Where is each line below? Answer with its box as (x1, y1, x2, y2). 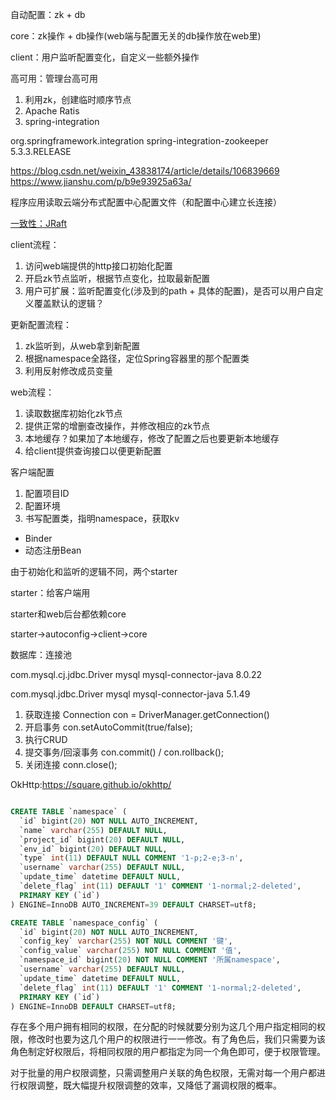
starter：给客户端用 (10, 587, 91, 598)
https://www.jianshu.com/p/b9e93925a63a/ (10, 176, 192, 187)
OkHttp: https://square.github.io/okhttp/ (10, 779, 172, 790)
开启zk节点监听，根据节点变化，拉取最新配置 (24, 273, 211, 284)
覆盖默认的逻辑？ (33, 298, 105, 309)
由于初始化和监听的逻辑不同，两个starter (10, 566, 178, 577)
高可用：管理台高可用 (10, 73, 98, 84)
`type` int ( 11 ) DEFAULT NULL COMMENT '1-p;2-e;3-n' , (19, 853, 244, 863)
